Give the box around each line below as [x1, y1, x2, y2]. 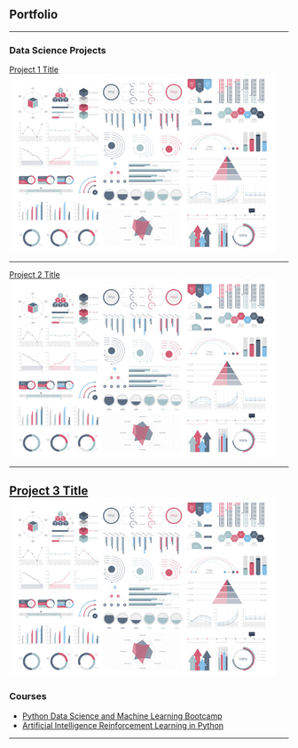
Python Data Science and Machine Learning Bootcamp [21, 711, 223, 721]
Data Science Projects [9, 44, 106, 56]
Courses [9, 690, 47, 703]
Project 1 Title [9, 64, 59, 75]
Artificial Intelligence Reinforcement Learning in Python [21, 720, 224, 730]
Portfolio [9, 7, 59, 22]
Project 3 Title [9, 483, 89, 498]
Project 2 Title [9, 269, 60, 280]
